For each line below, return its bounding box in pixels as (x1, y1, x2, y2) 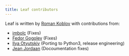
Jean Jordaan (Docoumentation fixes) (12, 45, 89, 51)
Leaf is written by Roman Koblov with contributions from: (5, 20, 120, 26)
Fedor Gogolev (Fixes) (12, 35, 57, 41)
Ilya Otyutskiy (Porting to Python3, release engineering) (12, 40, 125, 46)
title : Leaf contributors (5, 7, 58, 12)
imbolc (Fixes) (12, 30, 41, 36)
